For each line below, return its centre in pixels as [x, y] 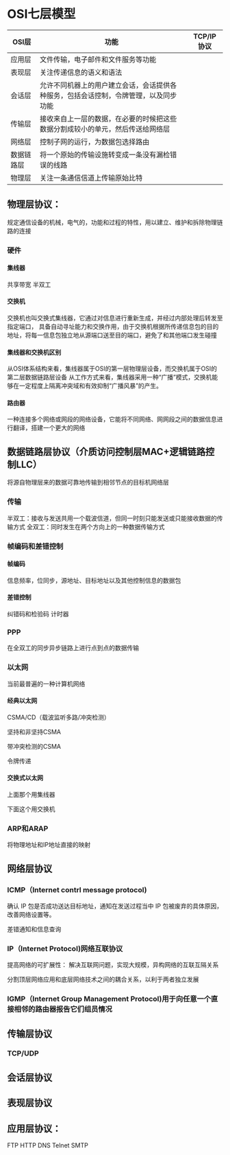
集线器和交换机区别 [34, 352]
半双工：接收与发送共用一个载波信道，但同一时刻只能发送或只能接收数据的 [112, 518]
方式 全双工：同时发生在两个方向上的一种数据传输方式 [89, 526]
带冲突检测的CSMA [34, 746]
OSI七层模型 [41, 14]
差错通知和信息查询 [34, 929]
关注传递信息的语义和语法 [81, 72]
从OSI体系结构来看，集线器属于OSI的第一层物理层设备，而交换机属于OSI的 [112, 369]
